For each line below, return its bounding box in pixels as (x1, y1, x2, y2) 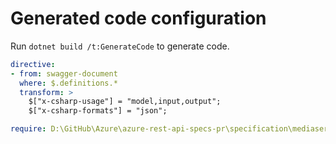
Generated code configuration (10, 7, 267, 30)
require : (10, 124, 47, 134)
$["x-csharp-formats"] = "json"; (28, 106, 168, 116)
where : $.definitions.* (19, 78, 118, 88)
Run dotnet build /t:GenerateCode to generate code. (10, 40, 230, 52)
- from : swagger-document (10, 68, 118, 79)
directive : (10, 59, 56, 69)
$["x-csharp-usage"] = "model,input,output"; (28, 97, 222, 107)
